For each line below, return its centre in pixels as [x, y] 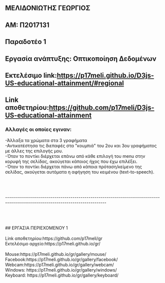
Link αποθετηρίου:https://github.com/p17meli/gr [54, 238]
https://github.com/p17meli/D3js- [102, 108]
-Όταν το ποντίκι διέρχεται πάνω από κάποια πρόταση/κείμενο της [74, 166]
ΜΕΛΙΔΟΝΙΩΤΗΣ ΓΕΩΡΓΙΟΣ [48, 8]
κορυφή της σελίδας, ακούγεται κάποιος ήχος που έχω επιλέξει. [71, 161]
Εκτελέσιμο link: [31, 75]
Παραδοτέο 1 [26, 42]
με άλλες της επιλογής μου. [34, 151]
